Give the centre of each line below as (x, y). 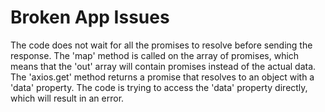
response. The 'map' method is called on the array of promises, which (155, 55)
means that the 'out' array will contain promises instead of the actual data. (163, 66)
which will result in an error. (67, 98)
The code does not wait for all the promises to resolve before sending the (161, 45)
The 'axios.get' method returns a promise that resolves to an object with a (162, 77)
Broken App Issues (90, 17)
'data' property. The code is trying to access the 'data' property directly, (159, 87)
